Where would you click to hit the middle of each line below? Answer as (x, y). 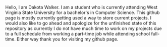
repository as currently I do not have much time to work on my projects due (84, 28)
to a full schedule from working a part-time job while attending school (78, 34)
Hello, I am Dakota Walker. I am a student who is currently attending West (81, 7)
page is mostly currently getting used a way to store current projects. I (78, 18)
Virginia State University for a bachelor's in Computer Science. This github (82, 12)
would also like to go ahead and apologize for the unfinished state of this (81, 23)
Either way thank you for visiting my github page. (68, 39)
